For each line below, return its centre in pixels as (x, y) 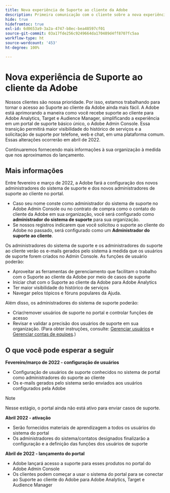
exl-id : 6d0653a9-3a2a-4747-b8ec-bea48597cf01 (55, 29)
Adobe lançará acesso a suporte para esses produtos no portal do (82, 464)
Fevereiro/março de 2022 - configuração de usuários (62, 362)
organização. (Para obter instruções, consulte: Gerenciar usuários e (83, 329)
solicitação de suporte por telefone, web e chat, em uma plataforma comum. (85, 134)
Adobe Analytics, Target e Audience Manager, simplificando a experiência (82, 118)
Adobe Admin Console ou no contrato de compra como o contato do (84, 209)
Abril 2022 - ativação (28, 418)
